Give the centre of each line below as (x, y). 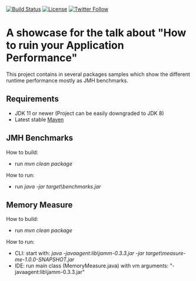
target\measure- (166, 253)
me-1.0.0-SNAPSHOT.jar (44, 260)
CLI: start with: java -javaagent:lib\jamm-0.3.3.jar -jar (79, 253)
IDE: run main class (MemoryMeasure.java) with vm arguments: (92, 266)
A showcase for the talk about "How (96, 33)
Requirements (32, 99)
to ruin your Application (65, 46)
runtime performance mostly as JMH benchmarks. (67, 80)
